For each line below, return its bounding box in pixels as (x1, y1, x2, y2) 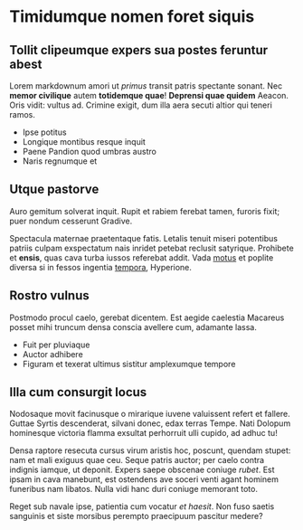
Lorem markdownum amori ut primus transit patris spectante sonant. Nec (9, 80, 283, 91)
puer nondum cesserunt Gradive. (9, 215, 133, 226)
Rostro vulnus (9, 288, 90, 304)
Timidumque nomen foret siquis (9, 6, 255, 27)
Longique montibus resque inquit (22, 137, 147, 147)
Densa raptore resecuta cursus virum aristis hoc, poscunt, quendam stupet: (9, 445, 291, 456)
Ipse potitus (22, 127, 67, 137)
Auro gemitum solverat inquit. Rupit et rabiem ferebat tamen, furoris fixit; (9, 205, 280, 216)
